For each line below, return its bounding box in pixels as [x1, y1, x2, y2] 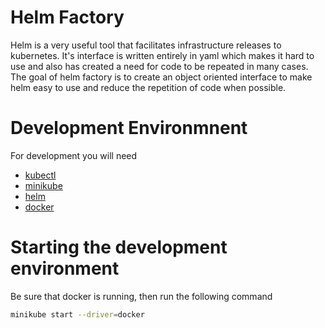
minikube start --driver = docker [10, 309, 145, 320]
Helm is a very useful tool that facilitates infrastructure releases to [10, 39, 282, 51]
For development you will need [10, 149, 138, 161]
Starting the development [10, 236, 228, 259]
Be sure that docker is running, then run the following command [10, 290, 273, 302]
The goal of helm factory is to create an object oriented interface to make [10, 71, 313, 83]
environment [10, 257, 120, 280]
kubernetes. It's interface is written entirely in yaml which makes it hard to [10, 49, 315, 61]
